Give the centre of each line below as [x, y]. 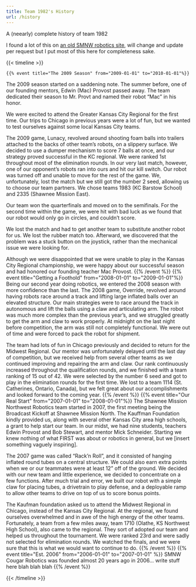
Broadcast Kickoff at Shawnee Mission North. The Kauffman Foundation [93, 413]
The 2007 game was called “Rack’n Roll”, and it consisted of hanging [89, 456]
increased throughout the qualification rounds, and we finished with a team [97, 370]
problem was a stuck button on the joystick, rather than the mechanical [92, 241]
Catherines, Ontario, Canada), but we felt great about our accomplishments [97, 388]
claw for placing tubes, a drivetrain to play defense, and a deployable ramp [96, 487]
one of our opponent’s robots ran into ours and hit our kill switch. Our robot [97, 169]
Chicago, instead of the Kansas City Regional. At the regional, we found [92, 510]
